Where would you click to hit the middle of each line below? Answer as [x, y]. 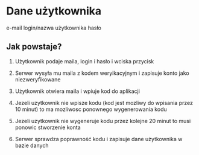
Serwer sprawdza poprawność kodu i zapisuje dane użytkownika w [99, 139]
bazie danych [32, 145]
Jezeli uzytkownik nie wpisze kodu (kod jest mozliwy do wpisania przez [104, 103]
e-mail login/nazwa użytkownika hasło [54, 28]
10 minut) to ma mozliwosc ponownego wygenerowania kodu [91, 109]
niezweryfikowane [38, 79]
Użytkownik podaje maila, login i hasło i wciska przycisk [84, 61]
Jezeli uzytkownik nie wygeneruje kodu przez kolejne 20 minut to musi [103, 121]
